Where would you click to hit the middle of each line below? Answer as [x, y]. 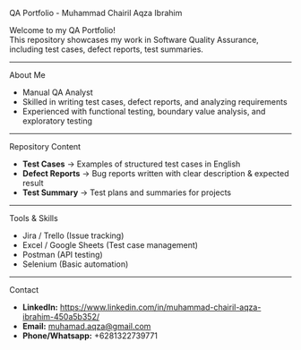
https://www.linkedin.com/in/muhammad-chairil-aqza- [160, 307]
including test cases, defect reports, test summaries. [107, 49]
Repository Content [45, 146]
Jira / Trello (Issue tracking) [73, 235]
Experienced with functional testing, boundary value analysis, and [144, 111]
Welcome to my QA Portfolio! [63, 30]
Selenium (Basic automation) [75, 264]
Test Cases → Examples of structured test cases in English [131, 164]
